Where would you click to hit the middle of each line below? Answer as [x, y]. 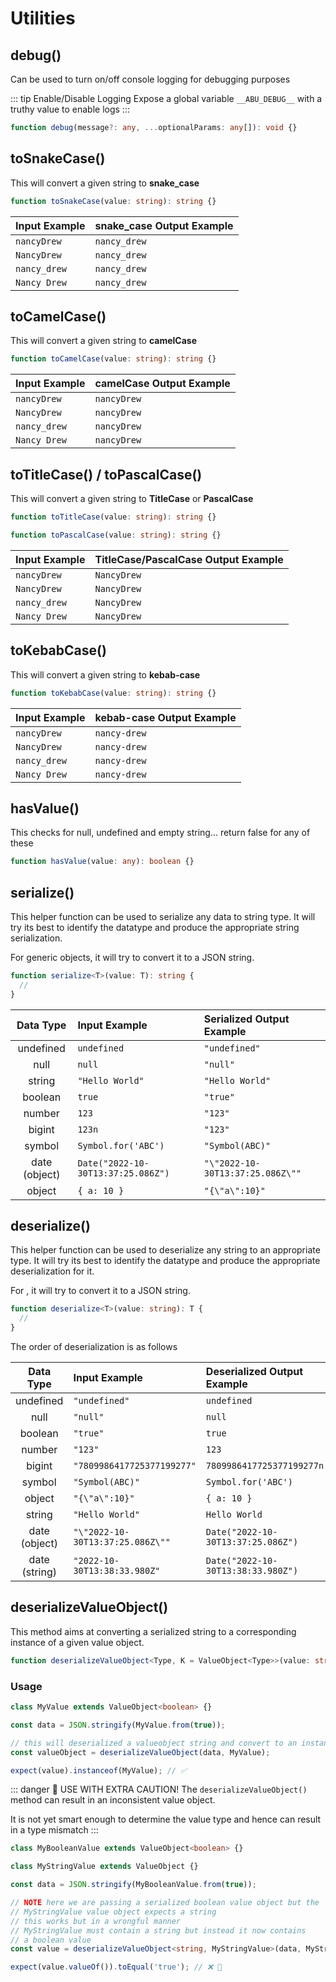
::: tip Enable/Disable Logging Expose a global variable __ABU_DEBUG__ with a [166, 98]
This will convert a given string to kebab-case [105, 674]
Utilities [43, 18]
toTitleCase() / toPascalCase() [106, 474]
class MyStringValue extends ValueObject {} [104, 1867]
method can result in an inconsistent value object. [113, 1800]
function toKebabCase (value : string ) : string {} [113, 693]
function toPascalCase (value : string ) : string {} [116, 535]
